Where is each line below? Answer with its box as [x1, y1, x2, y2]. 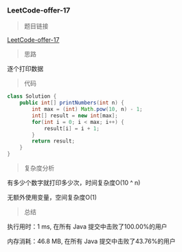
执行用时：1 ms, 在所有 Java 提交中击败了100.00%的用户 [7, 222, 168, 231]
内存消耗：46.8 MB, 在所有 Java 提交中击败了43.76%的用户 [7, 237, 176, 246]
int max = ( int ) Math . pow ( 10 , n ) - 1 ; [32, 106, 143, 113]
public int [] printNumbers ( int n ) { [19, 99, 125, 107]
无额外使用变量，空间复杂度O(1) [7, 193, 98, 202]
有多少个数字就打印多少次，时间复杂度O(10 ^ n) [7, 178, 141, 187]
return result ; [32, 138, 76, 145]
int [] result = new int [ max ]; [32, 112, 118, 119]
